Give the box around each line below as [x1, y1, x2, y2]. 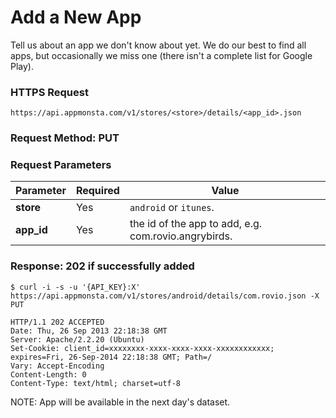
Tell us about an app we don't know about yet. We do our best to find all [10, 39, 307, 51]
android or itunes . [129, 201, 215, 215]
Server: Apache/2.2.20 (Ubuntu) [10, 334, 145, 345]
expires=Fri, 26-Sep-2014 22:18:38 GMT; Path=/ [10, 352, 213, 362]
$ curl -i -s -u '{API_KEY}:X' [10, 282, 141, 292]
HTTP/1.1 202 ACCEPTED [10, 317, 105, 327]
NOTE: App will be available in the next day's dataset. [10, 396, 231, 408]
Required [75, 184, 120, 198]
